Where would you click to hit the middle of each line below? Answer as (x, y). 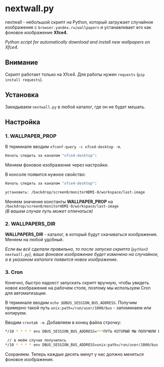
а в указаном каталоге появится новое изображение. (61, 259)
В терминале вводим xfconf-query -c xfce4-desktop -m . (63, 147)
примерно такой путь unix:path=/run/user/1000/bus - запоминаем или (78, 308)
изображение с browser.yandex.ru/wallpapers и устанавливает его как (78, 27)
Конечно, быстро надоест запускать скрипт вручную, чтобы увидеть (77, 283)
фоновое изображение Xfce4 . (37, 32)
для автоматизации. (26, 293)
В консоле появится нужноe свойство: (45, 175)
